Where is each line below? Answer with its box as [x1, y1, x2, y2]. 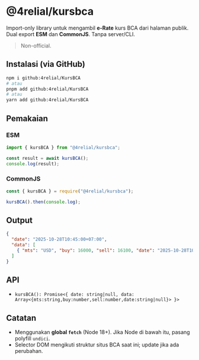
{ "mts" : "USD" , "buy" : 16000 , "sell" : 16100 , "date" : [17, 247, 155, 253]
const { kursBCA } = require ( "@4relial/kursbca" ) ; [6, 188, 134, 194]
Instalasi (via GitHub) [6, 59, 86, 69]
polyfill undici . [14, 335, 50, 342]
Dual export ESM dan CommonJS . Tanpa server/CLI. [6, 30, 135, 37]
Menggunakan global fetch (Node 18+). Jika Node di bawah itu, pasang [14, 329, 191, 336]
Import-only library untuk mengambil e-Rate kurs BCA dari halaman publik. [6, 24, 189, 31]
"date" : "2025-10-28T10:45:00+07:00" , [11, 236, 108, 243]
